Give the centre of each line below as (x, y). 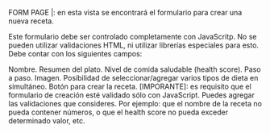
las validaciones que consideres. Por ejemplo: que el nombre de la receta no (135, 104)
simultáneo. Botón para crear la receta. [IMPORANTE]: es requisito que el (130, 86)
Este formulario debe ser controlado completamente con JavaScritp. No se (133, 37)
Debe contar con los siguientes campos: (75, 54)
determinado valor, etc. (47, 121)
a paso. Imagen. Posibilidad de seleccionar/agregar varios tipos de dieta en (133, 78)
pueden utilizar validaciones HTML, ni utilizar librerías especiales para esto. (134, 45)
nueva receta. (31, 21)
